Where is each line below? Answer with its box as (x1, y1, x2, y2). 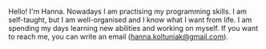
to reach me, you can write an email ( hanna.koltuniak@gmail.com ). (8, 32, 228, 41)
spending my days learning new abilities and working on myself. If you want (8, 24, 259, 32)
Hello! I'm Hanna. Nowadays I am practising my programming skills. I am (8, 7, 247, 16)
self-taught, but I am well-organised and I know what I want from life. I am (8, 15, 252, 24)
